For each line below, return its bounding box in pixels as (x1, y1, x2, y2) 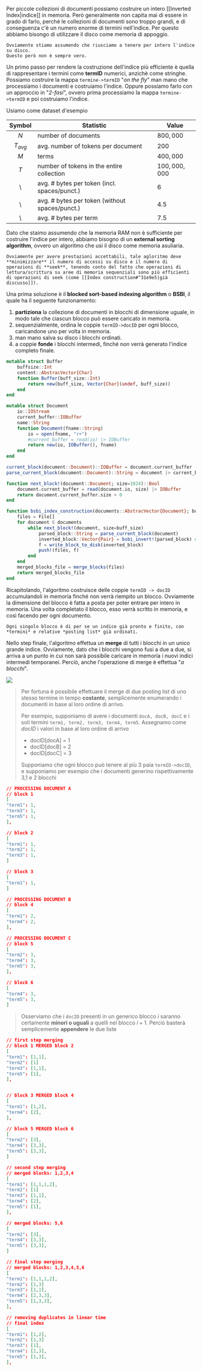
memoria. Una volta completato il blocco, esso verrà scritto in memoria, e (6, 605, 188, 612)
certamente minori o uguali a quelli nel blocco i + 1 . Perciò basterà (20, 1019, 185, 1026)
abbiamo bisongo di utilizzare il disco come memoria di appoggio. (6, 31, 170, 38)
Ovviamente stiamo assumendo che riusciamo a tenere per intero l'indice (6, 42, 195, 48)
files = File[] (17, 514, 55, 520)
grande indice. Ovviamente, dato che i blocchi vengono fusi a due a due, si (6, 645, 192, 653)
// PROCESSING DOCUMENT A (6, 785, 71, 792)
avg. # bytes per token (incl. (37, 179, 116, 188)
